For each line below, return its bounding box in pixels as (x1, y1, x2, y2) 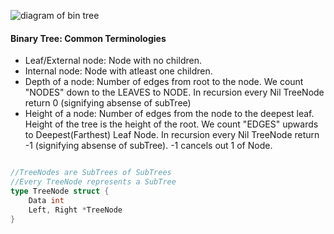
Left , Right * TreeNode (28, 205, 123, 215)
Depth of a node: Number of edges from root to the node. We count (24, 76, 304, 88)
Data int (28, 195, 65, 205)
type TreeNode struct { (10, 186, 110, 196)
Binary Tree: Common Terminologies (10, 32, 167, 44)
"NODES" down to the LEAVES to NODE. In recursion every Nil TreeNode (24, 86, 325, 99)
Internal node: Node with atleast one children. (24, 65, 213, 77)
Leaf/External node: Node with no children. (24, 55, 202, 67)
